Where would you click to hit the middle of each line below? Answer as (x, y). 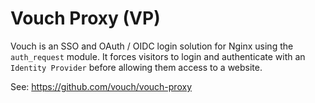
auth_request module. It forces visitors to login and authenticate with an (158, 56)
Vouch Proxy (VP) (85, 18)
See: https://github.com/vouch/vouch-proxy (101, 86)
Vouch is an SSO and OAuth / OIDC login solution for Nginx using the (152, 46)
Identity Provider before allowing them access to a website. (136, 67)
